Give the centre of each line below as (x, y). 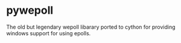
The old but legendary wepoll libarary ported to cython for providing (91, 27)
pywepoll (30, 10)
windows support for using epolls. (49, 33)
